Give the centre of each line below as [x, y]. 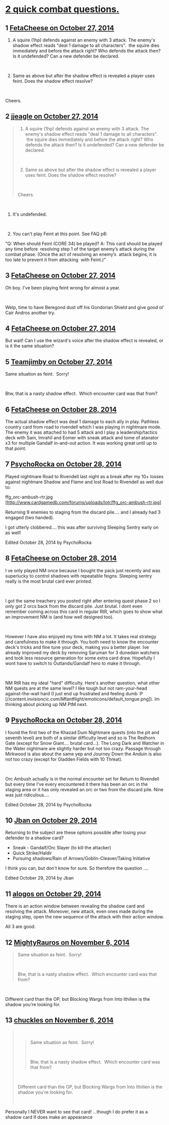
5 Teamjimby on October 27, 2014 [59, 362]
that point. [16, 448]
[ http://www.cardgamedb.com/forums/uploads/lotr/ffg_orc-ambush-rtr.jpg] [83, 502]
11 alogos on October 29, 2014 [53, 894]
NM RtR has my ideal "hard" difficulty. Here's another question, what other [82, 683]
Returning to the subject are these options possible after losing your [76, 833]
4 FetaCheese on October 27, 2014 [61, 328]
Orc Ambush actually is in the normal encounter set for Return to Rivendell [82, 779]
